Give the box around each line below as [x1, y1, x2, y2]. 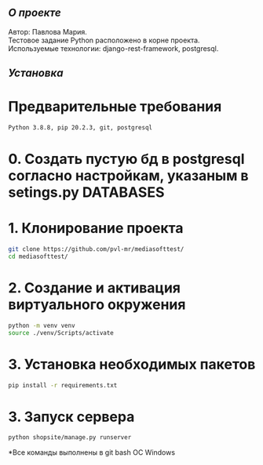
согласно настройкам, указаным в [8, 167, 249, 185]
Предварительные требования [8, 98, 222, 116]
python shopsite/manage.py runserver [8, 434, 132, 441]
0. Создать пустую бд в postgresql [8, 151, 245, 168]
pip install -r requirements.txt [8, 381, 118, 389]
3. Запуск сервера [8, 408, 135, 426]
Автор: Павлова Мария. [8, 27, 88, 36]
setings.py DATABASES [8, 183, 165, 202]
